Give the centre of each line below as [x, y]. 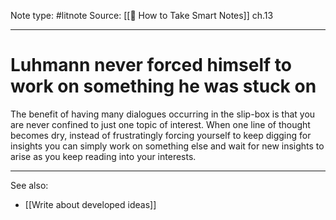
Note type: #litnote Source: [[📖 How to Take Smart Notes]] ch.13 [142, 15]
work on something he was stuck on [163, 86]
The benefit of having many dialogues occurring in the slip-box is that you [163, 114]
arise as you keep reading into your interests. [103, 156]
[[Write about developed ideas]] [90, 204]
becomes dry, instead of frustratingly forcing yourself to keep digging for [161, 135]
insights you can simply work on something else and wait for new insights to [167, 146]
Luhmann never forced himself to [151, 65]
